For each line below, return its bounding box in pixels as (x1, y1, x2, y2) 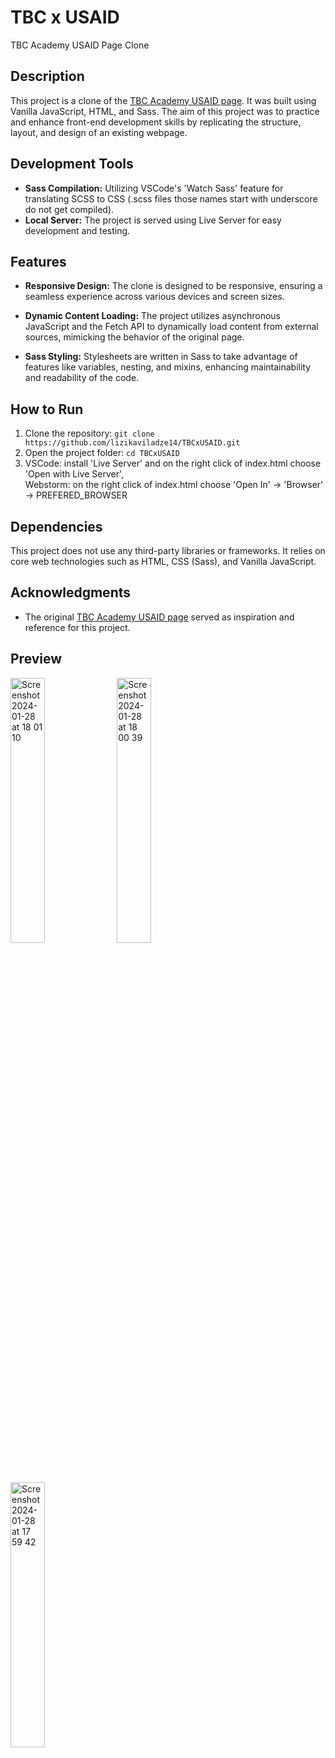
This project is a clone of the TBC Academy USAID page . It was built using (10, 94, 317, 106)
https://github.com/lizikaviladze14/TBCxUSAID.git (24, 438, 241, 448)
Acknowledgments (10, 584, 132, 601)
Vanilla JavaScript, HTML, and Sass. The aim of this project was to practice (10, 105, 320, 117)
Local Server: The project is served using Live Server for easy (24, 214, 282, 226)
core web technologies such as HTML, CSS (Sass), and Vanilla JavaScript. (10, 556, 317, 567)
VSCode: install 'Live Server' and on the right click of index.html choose (24, 457, 322, 470)
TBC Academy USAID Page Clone (10, 39, 150, 51)
